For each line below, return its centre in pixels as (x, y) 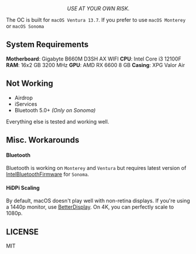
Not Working (30, 84)
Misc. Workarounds (43, 140)
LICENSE (23, 232)
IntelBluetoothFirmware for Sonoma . (48, 174)
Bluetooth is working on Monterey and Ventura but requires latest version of (96, 168)
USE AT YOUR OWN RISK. (98, 9)
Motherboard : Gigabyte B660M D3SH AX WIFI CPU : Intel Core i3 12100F (94, 59)
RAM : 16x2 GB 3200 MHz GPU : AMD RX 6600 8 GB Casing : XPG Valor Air (96, 65)
